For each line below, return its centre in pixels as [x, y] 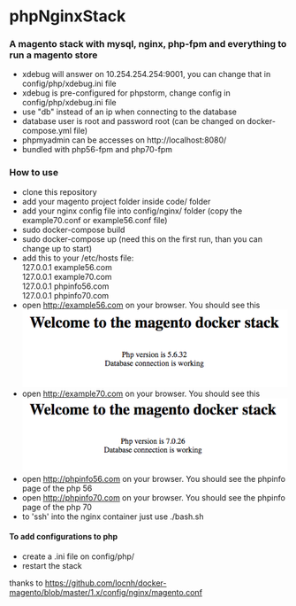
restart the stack [52, 566]
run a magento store [53, 55]
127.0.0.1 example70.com [67, 276]
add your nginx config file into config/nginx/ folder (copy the [132, 211]
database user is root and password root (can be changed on [133, 121]
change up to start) [57, 248]
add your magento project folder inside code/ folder [116, 201]
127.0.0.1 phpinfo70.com [65, 295]
